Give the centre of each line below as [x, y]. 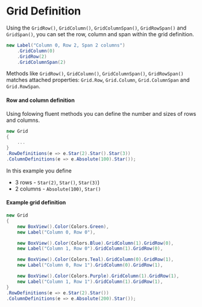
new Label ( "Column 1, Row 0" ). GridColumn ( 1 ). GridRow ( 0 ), [90, 248]
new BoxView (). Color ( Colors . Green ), [63, 226]
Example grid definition [36, 203]
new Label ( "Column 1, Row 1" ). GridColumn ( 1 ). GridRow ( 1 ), [90, 282]
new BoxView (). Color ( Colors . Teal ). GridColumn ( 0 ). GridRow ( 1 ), [96, 260]
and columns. [23, 120]
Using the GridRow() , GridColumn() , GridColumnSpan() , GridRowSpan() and [96, 28]
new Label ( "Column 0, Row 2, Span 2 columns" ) [66, 45]
